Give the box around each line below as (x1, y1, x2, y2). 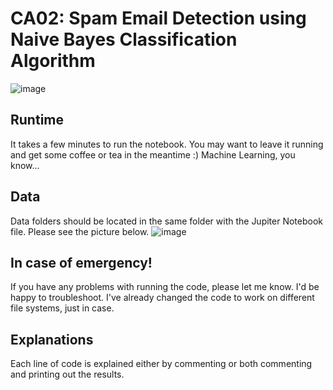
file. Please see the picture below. (10, 225, 150, 237)
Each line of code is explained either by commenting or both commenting (10, 358, 313, 370)
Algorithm (10, 50, 96, 72)
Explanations (10, 331, 94, 348)
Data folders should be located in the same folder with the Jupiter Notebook (10, 215, 324, 227)
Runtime (10, 112, 64, 129)
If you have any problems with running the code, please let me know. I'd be (10, 281, 320, 293)
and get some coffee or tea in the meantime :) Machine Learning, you (10, 148, 296, 161)
